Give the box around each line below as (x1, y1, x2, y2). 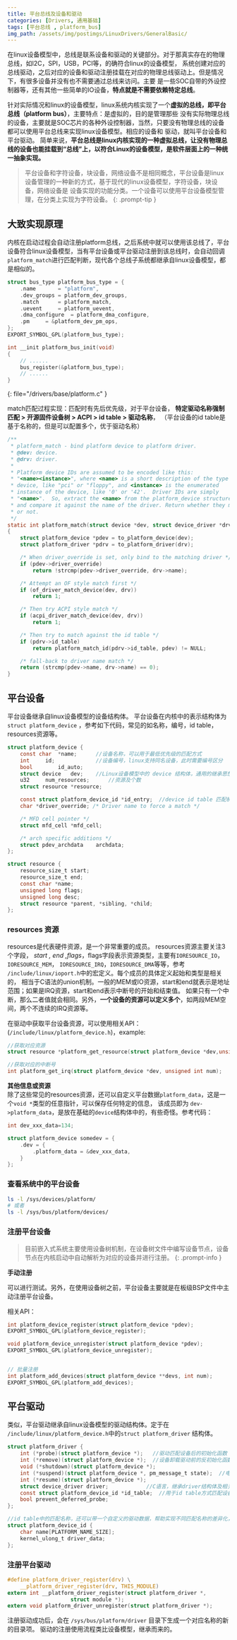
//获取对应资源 (7, 1042, 46, 1049)
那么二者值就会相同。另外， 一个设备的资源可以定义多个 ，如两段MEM (19, 995, 220, 1004)
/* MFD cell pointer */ (20, 815, 90, 822)
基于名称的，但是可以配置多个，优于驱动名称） (7, 422, 143, 430)
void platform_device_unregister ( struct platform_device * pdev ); (7, 1340, 203, 1347)
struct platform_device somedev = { (7, 1135, 115, 1142)
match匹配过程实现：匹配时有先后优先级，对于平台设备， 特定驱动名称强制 (7, 404, 225, 413)
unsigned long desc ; (20, 894, 80, 901)
